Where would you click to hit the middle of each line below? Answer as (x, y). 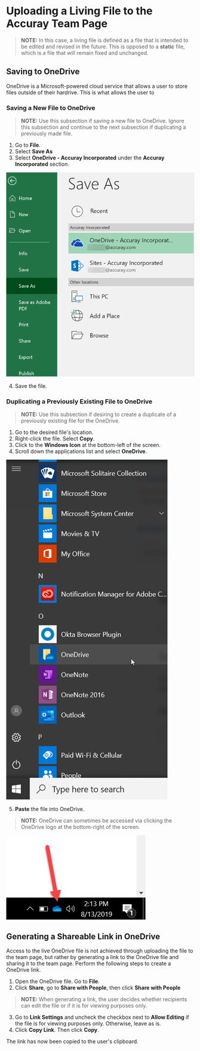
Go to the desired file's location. (54, 432)
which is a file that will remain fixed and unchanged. (84, 53)
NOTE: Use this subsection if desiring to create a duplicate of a (99, 414)
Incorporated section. (42, 164)
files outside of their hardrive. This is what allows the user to (80, 92)
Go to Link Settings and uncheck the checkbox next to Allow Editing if (102, 1017)
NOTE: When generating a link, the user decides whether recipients (104, 999)
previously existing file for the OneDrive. (70, 421)
